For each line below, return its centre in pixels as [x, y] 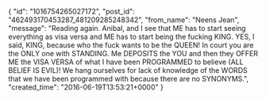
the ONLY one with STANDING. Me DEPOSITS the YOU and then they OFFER [133, 53]
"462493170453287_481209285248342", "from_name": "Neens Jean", [124, 20]
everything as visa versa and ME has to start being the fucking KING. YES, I [131, 36]
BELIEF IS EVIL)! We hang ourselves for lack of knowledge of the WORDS [128, 70]
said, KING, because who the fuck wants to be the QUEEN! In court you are [131, 45]
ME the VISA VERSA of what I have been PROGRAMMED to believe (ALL [126, 62]
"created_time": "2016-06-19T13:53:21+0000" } [86, 87]
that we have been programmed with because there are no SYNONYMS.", [128, 79]
